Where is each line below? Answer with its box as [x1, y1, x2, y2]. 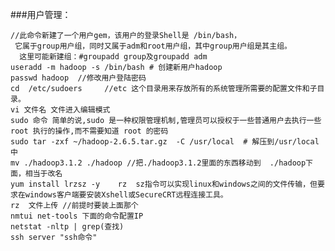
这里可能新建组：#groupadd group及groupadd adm [19, 52, 208, 62]
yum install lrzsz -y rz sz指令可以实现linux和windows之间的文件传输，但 [10, 179, 318, 189]
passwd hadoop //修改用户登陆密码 [10, 73, 147, 83]
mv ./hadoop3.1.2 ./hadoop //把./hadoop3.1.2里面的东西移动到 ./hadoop [10, 158, 307, 168]
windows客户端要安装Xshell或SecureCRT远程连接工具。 [24, 190, 228, 200]
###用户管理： [10, 9, 72, 20]
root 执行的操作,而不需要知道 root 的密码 [10, 126, 169, 136]
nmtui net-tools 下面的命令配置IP [10, 211, 144, 221]
